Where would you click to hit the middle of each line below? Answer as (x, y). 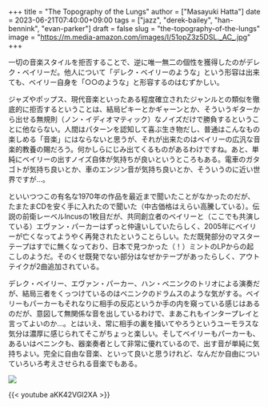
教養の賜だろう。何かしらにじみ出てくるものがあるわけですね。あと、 (137, 149)
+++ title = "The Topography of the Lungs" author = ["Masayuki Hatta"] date (134, 12)
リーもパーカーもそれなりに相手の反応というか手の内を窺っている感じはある (134, 303)
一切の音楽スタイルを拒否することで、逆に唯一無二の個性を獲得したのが (127, 62)
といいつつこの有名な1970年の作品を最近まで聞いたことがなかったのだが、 (132, 196)
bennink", (24, 28)
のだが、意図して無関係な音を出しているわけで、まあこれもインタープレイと (134, 313)
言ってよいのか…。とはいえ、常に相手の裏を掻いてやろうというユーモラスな (134, 323)
